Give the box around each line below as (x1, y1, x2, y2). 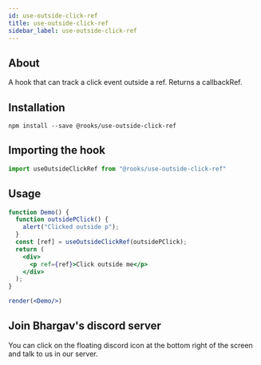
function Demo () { (8, 208, 69, 216)
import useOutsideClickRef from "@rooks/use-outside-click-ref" (8, 165, 227, 173)
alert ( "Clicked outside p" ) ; (22, 223, 120, 231)
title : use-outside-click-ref (8, 19, 109, 27)
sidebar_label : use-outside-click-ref (8, 26, 137, 34)
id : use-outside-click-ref (8, 11, 98, 20)
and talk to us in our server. (8, 349, 98, 359)
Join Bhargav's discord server (8, 319, 162, 333)
